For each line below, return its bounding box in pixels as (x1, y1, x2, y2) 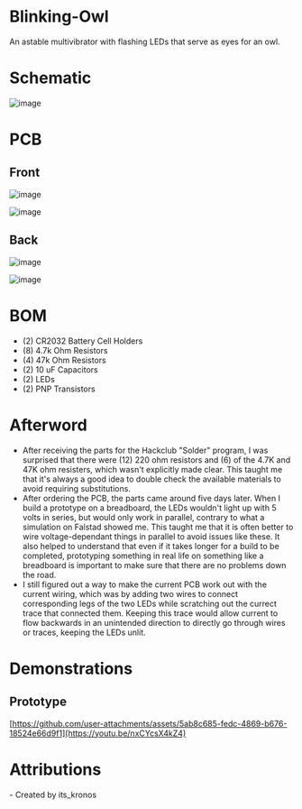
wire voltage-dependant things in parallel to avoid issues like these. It (22, 530, 280, 542)
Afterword (9, 415, 87, 435)
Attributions (9, 759, 102, 779)
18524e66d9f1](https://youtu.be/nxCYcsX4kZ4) (9, 728, 187, 739)
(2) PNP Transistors (22, 383, 96, 394)
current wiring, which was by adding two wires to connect (22, 588, 239, 599)
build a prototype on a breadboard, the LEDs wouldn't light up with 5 (22, 502, 277, 513)
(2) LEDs (22, 373, 56, 384)
